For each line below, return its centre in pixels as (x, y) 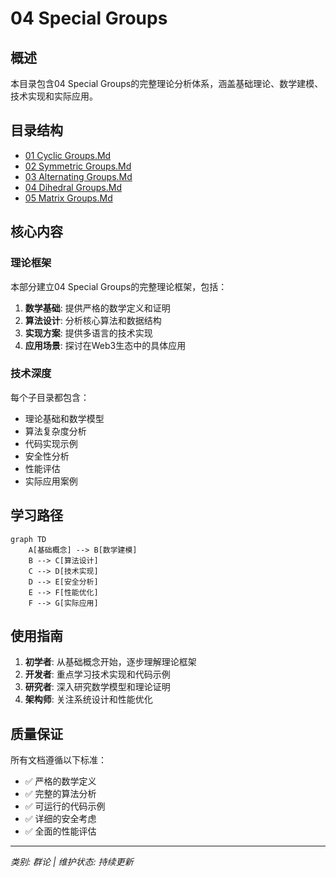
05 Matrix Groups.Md (68, 198)
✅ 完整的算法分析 (60, 794)
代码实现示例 (51, 443)
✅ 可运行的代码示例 (65, 806)
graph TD (28, 539)
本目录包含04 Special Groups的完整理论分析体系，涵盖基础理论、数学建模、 (167, 83)
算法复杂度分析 (55, 431)
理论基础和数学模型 (64, 418)
